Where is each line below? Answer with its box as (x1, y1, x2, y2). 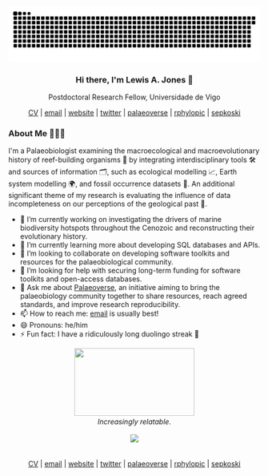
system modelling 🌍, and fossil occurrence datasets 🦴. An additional (8, 179, 235, 189)
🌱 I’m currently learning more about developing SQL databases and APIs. (19, 240, 261, 250)
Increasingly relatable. (97, 417, 172, 426)
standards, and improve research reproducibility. (19, 300, 181, 309)
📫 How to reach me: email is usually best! (19, 309, 159, 318)
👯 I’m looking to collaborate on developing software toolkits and (19, 248, 230, 258)
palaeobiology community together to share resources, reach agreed (19, 291, 248, 301)
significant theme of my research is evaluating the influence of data (8, 191, 231, 200)
